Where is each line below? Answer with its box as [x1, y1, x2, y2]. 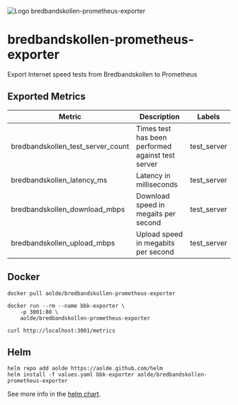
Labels [197, 111, 220, 121]
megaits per [135, 209, 176, 218]
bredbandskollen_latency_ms [11, 174, 108, 184]
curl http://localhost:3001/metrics [7, 327, 115, 334]
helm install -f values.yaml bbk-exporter [7, 371, 135, 379]
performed [135, 141, 172, 151]
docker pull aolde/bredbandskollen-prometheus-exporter [7, 289, 176, 297]
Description [139, 111, 180, 121]
